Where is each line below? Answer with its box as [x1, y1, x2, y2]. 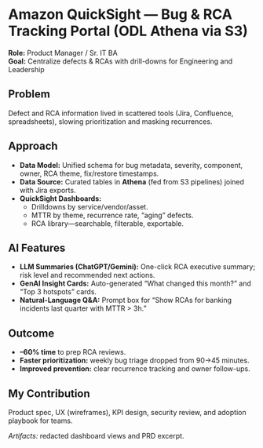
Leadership [8, 64, 45, 74]
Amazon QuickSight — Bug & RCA [8, 5, 233, 24]
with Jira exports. [19, 185, 76, 195]
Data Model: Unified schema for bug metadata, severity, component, [19, 160, 243, 169]
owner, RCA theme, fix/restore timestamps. [19, 169, 159, 178]
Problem [8, 88, 51, 101]
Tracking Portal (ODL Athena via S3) [8, 22, 249, 40]
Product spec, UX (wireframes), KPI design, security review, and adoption [8, 408, 247, 417]
